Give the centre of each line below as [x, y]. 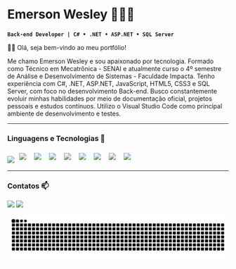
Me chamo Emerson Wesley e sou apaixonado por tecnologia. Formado [111, 61]
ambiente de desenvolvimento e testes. [64, 113]
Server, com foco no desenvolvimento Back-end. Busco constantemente [112, 91]
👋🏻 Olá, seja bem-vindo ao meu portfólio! [67, 47]
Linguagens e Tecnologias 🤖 [56, 138]
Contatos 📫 [28, 186]
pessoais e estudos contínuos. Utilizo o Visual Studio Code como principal [115, 106]
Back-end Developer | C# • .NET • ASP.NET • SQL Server [91, 35]
